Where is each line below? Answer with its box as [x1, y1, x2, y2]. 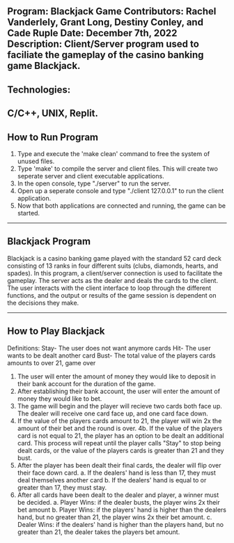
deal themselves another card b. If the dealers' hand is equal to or [17, 475, 207, 484]
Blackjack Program [7, 236, 91, 247]
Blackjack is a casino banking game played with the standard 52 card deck [7, 254, 221, 262]
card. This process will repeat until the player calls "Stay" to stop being [17, 438, 221, 447]
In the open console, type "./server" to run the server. [17, 179, 171, 188]
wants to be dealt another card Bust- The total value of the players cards [7, 351, 216, 360]
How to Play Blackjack [7, 326, 105, 337]
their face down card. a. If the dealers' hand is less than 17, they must [17, 468, 216, 477]
